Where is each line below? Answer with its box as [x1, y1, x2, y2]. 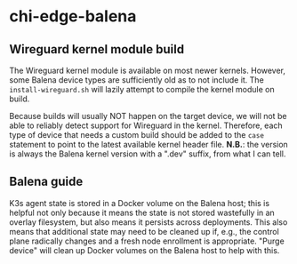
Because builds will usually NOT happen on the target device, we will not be [9, 111, 287, 121]
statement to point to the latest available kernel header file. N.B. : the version [9, 140, 289, 149]
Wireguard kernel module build [9, 42, 185, 57]
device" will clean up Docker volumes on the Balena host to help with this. [9, 244, 280, 255]
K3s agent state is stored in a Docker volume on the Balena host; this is [9, 197, 269, 208]
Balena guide [9, 174, 84, 189]
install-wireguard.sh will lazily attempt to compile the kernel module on [9, 84, 276, 94]
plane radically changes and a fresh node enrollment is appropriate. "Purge [9, 236, 285, 246]
